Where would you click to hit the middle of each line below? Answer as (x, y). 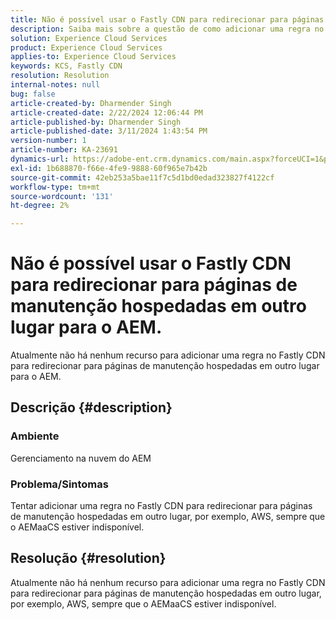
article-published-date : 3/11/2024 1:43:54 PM (109, 131)
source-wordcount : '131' (62, 196)
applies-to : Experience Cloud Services (93, 57)
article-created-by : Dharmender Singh (91, 103)
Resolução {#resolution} (88, 558)
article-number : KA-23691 (64, 150)
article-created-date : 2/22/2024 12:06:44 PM (106, 112)
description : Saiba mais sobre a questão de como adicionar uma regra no (167, 29)
